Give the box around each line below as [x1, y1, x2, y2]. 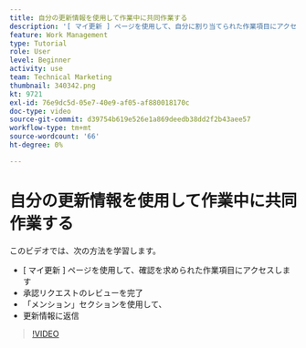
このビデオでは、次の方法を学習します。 [9, 245, 162, 256]
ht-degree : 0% [9, 140, 64, 149]
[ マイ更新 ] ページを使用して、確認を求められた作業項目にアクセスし [22, 264, 283, 275]
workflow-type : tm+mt [9, 124, 92, 133]
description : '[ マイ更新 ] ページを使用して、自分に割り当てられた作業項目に [9, 22, 277, 31]
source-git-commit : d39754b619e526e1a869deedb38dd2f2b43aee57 [9, 115, 251, 124]
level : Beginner [9, 56, 71, 65]
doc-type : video [9, 107, 71, 116]
